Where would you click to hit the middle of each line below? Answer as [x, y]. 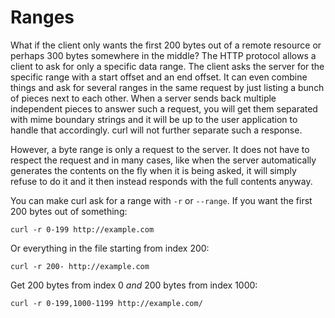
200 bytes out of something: [69, 211]
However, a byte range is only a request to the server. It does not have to [160, 149]
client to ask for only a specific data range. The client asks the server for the [167, 66]
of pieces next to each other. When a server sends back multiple [143, 98]
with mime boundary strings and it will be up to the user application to [154, 119]
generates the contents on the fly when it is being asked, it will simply [153, 170]
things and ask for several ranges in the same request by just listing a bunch [167, 87]
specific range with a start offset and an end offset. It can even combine [159, 77]
